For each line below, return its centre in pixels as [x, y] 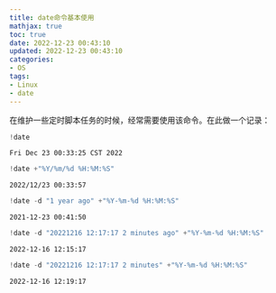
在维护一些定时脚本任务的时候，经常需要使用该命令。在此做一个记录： [140, 120]
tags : [19, 77]
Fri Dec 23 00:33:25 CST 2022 [66, 153]
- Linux [24, 85]
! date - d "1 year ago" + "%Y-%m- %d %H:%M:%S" [94, 201]
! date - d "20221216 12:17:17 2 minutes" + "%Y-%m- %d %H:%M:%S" [129, 265]
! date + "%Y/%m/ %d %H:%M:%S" [62, 169]
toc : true [28, 34]
